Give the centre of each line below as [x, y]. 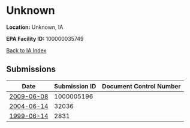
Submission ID [75, 86]
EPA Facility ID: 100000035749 [45, 38]
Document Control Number [141, 86]
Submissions [31, 69]
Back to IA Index [26, 50]
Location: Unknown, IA [35, 27]
